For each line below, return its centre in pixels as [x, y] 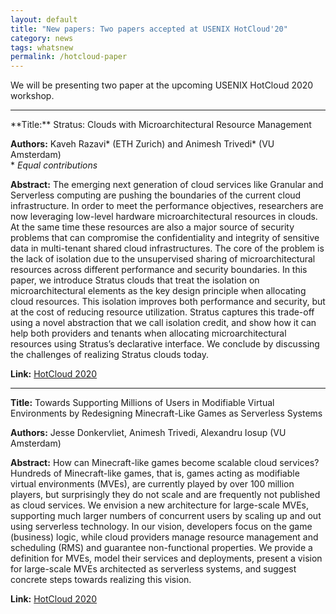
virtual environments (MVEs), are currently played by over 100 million [152, 484]
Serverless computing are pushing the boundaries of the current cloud [156, 195]
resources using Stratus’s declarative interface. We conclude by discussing [165, 344]
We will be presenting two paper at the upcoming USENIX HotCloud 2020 [162, 85]
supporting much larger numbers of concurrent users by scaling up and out [166, 516]
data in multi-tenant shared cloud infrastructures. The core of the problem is [167, 248]
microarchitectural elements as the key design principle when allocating [158, 291]
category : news [42, 38]
